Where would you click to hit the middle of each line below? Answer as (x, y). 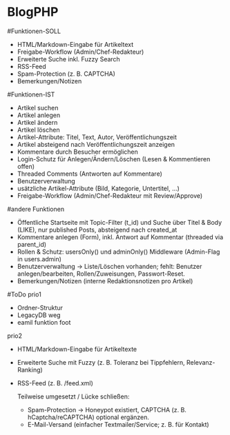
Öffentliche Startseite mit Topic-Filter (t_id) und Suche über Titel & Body (119, 222)
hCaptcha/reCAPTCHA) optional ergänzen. (88, 417)
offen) (26, 166)
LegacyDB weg (39, 315)
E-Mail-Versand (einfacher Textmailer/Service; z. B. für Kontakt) (118, 424)
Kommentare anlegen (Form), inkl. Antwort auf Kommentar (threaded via (120, 237)
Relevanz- (201, 362)
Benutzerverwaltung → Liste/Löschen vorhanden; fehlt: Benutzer (109, 266)
